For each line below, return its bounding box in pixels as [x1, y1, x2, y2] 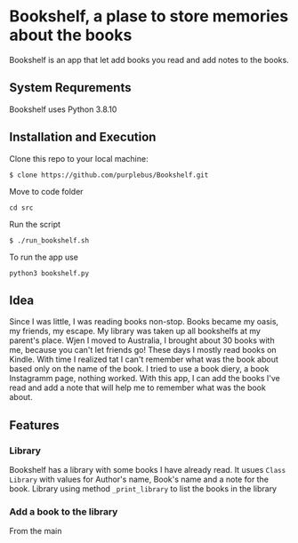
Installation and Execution [9, 130, 157, 145]
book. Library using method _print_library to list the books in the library [9, 483, 278, 494]
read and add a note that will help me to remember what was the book [9, 382, 267, 393]
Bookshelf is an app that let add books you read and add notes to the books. [9, 54, 289, 65]
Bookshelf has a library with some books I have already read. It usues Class [9, 465, 286, 475]
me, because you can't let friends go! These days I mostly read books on [9, 345, 278, 355]
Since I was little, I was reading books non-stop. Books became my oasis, [9, 316, 278, 327]
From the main [9, 526, 62, 537]
